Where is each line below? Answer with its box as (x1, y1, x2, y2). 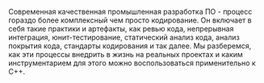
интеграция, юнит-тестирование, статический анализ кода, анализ (8, 32, 240, 42)
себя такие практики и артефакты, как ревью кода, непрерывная (8, 24, 234, 33)
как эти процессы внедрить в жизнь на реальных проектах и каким (8, 50, 244, 59)
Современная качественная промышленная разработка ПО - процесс (8, 7, 253, 16)
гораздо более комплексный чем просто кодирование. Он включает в (8, 15, 252, 25)
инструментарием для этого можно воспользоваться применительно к (8, 58, 256, 68)
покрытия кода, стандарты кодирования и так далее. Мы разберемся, (8, 41, 252, 51)
